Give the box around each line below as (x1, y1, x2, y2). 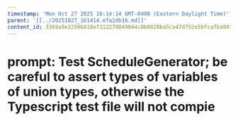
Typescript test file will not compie (7, 98, 215, 115)
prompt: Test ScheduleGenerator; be (7, 53, 228, 70)
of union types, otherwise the (7, 84, 185, 99)
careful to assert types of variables (7, 68, 218, 84)
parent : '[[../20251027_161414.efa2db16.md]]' (7, 17, 147, 24)
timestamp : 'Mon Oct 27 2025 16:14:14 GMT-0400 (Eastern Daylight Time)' (7, 10, 230, 18)
